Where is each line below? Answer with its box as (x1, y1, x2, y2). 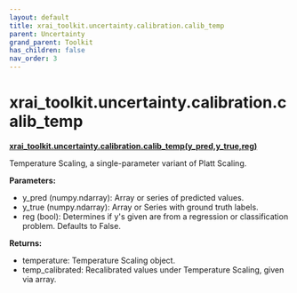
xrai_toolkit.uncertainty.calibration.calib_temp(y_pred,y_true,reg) (9, 140, 258, 151)
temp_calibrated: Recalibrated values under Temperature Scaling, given (21, 264, 285, 275)
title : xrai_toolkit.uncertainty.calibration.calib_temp (9, 21, 225, 30)
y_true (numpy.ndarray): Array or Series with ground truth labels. (21, 202, 260, 212)
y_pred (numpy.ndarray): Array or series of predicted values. (21, 192, 245, 202)
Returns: (9, 237, 43, 249)
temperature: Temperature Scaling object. (21, 255, 176, 265)
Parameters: (9, 175, 56, 186)
